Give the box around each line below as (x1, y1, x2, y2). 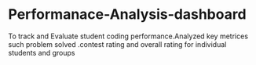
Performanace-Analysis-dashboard (8, 5, 247, 23)
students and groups (8, 48, 75, 57)
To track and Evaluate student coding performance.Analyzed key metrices (8, 31, 249, 41)
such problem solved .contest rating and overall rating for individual (8, 39, 227, 49)
